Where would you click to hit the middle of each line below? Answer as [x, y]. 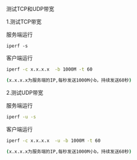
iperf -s [17, 46]
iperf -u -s [21, 117]
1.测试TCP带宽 [24, 22]
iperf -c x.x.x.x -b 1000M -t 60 [50, 69]
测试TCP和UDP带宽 [30, 9]
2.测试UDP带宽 [25, 92]
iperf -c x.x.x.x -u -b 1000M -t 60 [53, 141]
